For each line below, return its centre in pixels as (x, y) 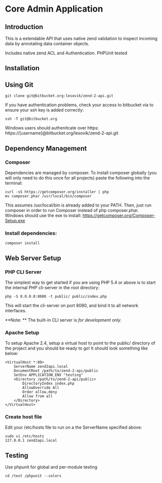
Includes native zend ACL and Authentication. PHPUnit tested (66, 53)
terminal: (14, 183)
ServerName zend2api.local (41, 367)
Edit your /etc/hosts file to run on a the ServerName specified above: (74, 427)
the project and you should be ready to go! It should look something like (77, 348)
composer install (22, 243)
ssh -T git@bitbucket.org (31, 119)
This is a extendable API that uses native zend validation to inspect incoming (81, 38)
